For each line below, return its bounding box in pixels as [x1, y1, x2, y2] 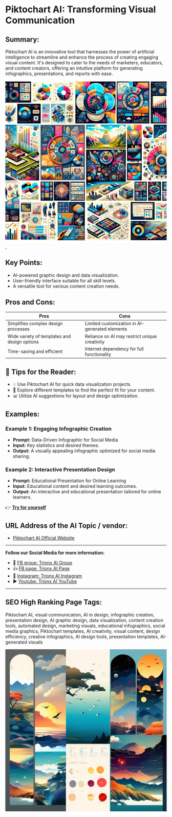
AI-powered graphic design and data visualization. [12, 272, 119, 278]
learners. [12, 494, 32, 500]
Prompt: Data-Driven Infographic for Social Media [12, 436, 118, 443]
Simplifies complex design [7, 321, 63, 327]
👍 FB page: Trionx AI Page [12, 565, 70, 572]
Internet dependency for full [84, 346, 144, 352]
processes [7, 326, 30, 332]
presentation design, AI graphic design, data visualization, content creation [5, 617, 164, 623]
